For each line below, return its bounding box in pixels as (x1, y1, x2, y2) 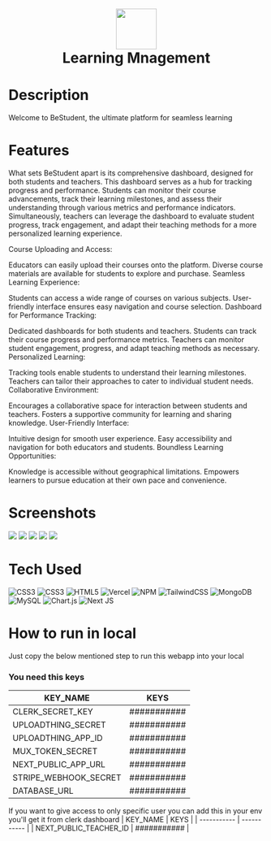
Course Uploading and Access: (8, 245, 113, 254)
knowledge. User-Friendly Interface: (8, 418, 130, 428)
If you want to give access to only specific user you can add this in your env (8, 806, 263, 816)
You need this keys (8, 671, 85, 683)
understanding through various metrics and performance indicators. (8, 203, 236, 213)
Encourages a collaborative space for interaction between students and (8, 401, 247, 410)
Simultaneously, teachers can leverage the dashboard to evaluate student (8, 211, 255, 221)
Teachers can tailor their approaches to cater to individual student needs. (8, 376, 254, 386)
